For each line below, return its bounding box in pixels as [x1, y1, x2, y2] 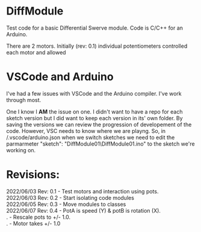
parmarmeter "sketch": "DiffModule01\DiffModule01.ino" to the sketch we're [6, 140, 195, 147]
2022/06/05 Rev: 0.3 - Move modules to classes [6, 201, 126, 208]
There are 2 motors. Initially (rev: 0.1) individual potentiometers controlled [6, 42, 188, 50]
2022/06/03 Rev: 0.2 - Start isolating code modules [6, 194, 134, 201]
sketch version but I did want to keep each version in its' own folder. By [6, 114, 183, 121]
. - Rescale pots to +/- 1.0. [6, 213, 71, 221]
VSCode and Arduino [6, 70, 114, 84]
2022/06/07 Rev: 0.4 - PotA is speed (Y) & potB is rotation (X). [6, 207, 161, 214]
